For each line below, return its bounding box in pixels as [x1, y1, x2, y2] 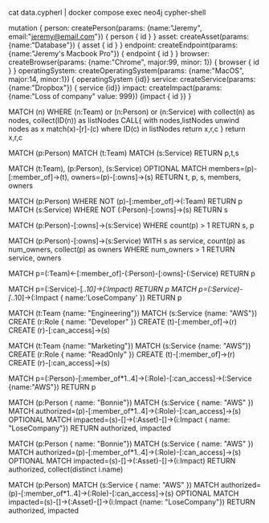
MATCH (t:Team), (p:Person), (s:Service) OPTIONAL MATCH [8, 164, 207, 173]
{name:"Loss [8, 92, 51, 100]
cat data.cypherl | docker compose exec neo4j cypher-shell [8, 8, 206, 17]
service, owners [8, 253, 62, 263]
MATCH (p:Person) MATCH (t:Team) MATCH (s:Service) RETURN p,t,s [8, 149, 239, 157]
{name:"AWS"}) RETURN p [8, 382, 96, 391]
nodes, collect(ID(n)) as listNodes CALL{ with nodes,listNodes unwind [8, 116, 239, 125]
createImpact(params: [148, 83, 222, 92]
